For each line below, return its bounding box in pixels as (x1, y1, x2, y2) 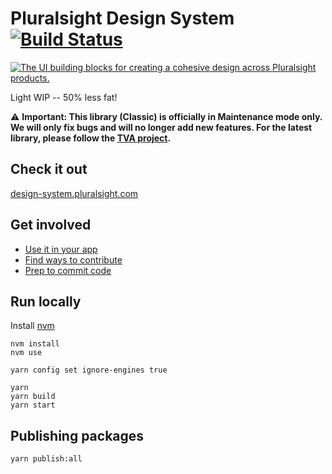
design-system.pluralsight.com (10, 187, 139, 199)
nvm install (10, 339, 60, 349)
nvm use (10, 348, 43, 358)
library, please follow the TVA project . (10, 132, 172, 144)
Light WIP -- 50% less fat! (10, 91, 118, 103)
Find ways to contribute (24, 253, 123, 266)
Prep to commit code (24, 264, 112, 276)
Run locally (10, 293, 82, 310)
